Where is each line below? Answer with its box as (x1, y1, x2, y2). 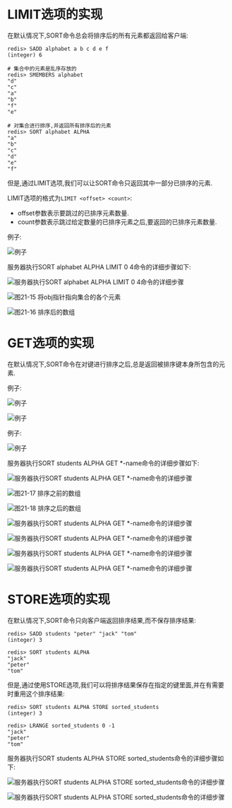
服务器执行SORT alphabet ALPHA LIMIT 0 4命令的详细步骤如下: (7, 262, 192, 271)
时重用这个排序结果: (7, 689, 66, 698)
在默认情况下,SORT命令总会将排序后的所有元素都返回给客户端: (7, 31, 188, 40)
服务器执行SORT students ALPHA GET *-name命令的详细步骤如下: (7, 459, 200, 467)
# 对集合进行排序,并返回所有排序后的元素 (7, 122, 111, 129)
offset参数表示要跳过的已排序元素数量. (17, 209, 129, 217)
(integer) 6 (7, 51, 42, 59)
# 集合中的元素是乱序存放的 (7, 65, 78, 72)
